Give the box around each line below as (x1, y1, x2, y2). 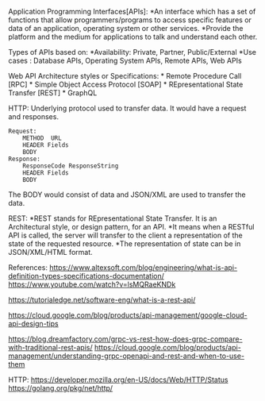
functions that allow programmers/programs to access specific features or (8, 15, 252, 25)
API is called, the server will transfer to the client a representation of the (8, 230, 244, 240)
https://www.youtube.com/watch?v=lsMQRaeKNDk (8, 280, 176, 289)
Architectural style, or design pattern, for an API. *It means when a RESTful (8, 222, 255, 231)
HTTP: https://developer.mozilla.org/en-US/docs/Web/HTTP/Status (8, 375, 229, 384)
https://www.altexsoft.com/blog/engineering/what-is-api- (48, 263, 238, 272)
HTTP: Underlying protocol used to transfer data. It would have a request (8, 103, 247, 113)
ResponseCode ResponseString (22, 162, 119, 170)
